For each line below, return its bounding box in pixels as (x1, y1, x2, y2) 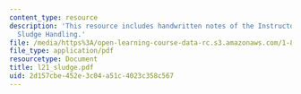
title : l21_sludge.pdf (9, 64, 94, 73)
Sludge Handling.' (17, 30, 87, 38)
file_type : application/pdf (9, 47, 115, 56)
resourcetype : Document (9, 55, 99, 64)
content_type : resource (9, 13, 99, 22)
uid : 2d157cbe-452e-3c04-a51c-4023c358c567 (9, 72, 175, 81)
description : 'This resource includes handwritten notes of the (9, 21, 254, 30)
